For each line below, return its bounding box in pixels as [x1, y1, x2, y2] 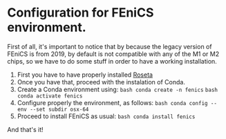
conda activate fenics [17, 92, 83, 100]
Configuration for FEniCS [7, 5, 154, 21]
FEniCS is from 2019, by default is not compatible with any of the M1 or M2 [7, 50, 220, 58]
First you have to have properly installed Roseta [17, 71, 153, 79]
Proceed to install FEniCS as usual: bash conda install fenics [17, 112, 196, 120]
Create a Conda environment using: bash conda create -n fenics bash [17, 85, 218, 93]
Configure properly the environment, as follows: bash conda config [17, 98, 208, 106]
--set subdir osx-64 [30, 106, 89, 113]
